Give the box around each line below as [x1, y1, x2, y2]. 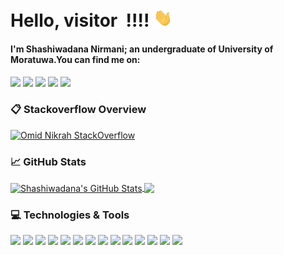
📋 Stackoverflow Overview [10, 103, 147, 117]
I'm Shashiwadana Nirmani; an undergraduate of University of [10, 43, 274, 55]
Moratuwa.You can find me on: [10, 53, 141, 65]
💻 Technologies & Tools [10, 208, 130, 222]
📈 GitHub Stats [10, 154, 87, 168]
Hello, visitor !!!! [10, 9, 150, 32]
